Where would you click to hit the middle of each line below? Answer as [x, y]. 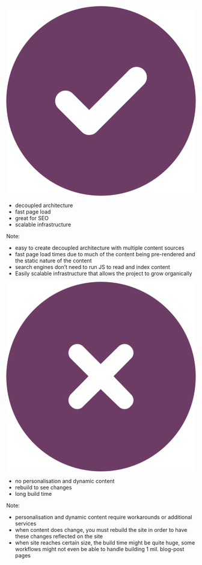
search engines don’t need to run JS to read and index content [92, 267]
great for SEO [32, 218]
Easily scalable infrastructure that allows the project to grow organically [103, 273]
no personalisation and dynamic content [65, 481]
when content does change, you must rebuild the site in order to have [101, 530]
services [26, 523]
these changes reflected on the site [59, 536]
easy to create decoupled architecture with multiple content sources [99, 248]
